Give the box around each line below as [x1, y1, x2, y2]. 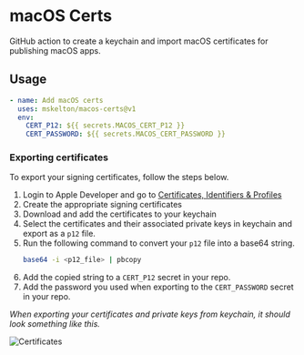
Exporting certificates [9, 151, 109, 164]
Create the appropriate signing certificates [22, 199, 182, 210]
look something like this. [9, 319, 100, 330]
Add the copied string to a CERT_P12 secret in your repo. [22, 272, 231, 283]
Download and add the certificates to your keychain [22, 208, 217, 219]
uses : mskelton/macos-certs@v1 [17, 104, 137, 114]
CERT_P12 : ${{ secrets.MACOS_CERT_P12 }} [25, 121, 185, 130]
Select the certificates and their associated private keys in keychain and [22, 218, 293, 229]
